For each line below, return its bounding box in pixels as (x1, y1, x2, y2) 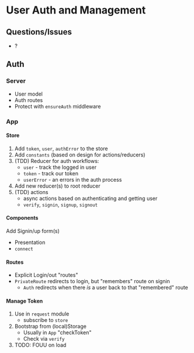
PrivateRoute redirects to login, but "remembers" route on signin (14, 278, 171, 285)
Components (6, 215, 39, 222)
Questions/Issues (6, 27, 72, 37)
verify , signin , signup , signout (23, 201, 98, 208)
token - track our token (23, 169, 79, 176)
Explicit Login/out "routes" (14, 271, 78, 279)
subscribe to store (23, 317, 68, 324)
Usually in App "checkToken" (23, 329, 92, 336)
